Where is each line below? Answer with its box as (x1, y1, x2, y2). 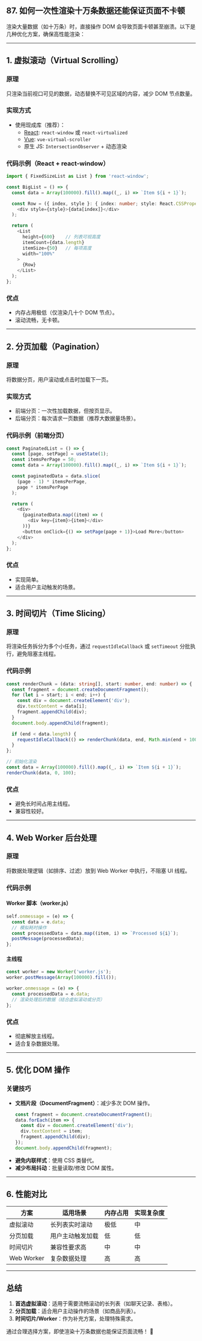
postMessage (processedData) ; (11, 936, 85, 942)
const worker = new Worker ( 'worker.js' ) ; (6, 969, 112, 975)
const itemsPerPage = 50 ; (11, 457, 77, 463)
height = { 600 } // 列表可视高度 (22, 234, 101, 240)
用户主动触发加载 (50, 1231, 99, 1240)
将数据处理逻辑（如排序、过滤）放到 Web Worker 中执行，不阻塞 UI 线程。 (6, 867, 191, 874)
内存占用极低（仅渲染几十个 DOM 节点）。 (14, 309, 118, 316)
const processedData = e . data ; (11, 991, 90, 997)
